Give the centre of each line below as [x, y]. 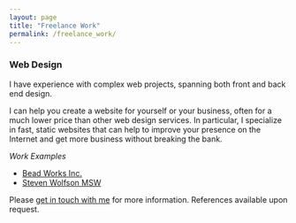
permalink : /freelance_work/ [63, 34]
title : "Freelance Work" [55, 26]
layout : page [33, 17]
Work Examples [38, 156]
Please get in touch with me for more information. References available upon [148, 199]
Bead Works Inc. [52, 173]
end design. [31, 93]
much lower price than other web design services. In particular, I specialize [146, 119]
